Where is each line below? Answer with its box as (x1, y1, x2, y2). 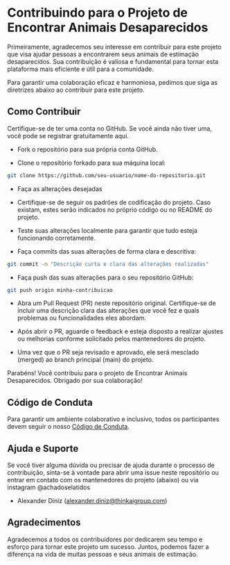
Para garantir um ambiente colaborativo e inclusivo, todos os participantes (7, 415, 220, 423)
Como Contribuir (7, 106, 81, 117)
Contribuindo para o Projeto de (7, 5, 188, 21)
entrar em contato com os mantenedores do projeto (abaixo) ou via (7, 476, 199, 484)
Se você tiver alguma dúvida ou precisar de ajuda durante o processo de (7, 461, 215, 469)
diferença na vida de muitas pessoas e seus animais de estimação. (7, 550, 199, 558)
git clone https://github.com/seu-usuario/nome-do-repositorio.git (7, 172, 206, 179)
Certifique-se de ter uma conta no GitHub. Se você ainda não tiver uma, (7, 124, 213, 133)
